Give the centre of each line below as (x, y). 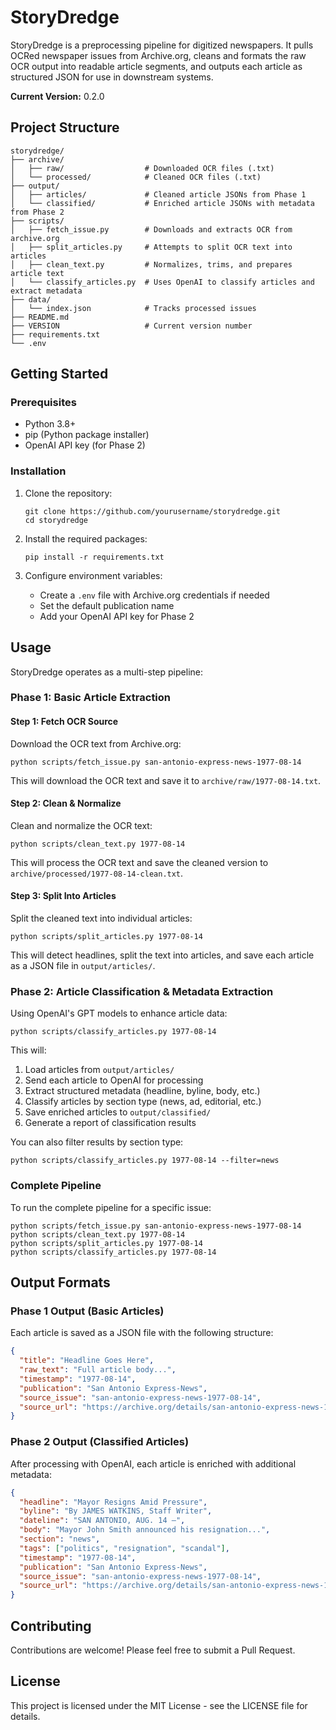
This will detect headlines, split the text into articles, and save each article (162, 955)
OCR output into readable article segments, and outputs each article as (156, 66)
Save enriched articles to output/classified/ (118, 1112)
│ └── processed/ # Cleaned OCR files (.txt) (136, 177)
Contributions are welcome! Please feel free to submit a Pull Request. (153, 1650)
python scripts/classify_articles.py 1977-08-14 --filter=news (145, 1161)
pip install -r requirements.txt (94, 557)
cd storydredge (56, 520)
